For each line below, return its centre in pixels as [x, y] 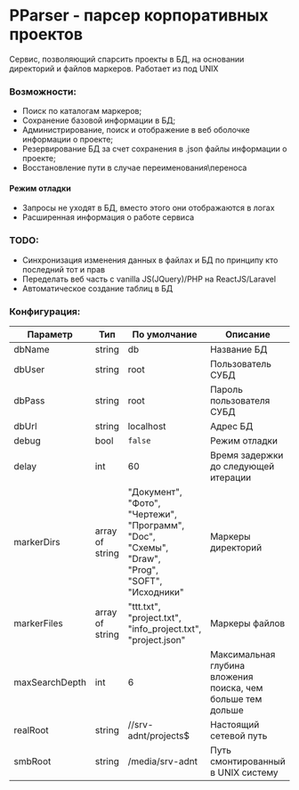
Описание [248, 335]
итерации [231, 477]
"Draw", [145, 559]
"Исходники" [156, 592]
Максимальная [243, 655]
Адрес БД [232, 427]
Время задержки [247, 455]
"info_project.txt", [165, 629]
